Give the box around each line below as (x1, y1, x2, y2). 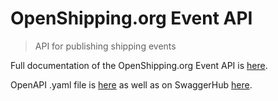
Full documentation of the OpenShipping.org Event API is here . (10, 59, 268, 71)
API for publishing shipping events (34, 40, 177, 52)
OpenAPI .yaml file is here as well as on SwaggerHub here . (10, 78, 253, 91)
